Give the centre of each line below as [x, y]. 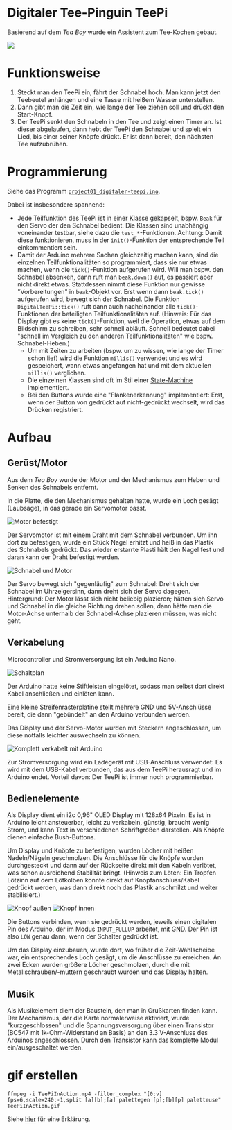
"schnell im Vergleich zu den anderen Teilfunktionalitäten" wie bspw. [115, 336]
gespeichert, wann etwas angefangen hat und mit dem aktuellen [119, 365]
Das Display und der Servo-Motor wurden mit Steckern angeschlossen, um [114, 728]
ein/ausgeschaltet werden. [45, 1047]
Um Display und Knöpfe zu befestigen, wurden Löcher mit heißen [100, 850]
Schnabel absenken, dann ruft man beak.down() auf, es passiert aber [115, 277]
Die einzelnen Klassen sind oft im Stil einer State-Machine [110, 380]
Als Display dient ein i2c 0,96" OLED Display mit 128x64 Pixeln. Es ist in [109, 815]
